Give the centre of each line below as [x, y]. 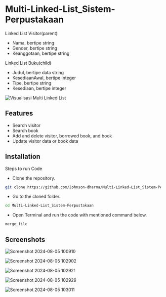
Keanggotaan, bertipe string [41, 53]
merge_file [16, 224]
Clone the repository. [34, 178]
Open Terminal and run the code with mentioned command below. [80, 215]
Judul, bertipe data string [38, 72]
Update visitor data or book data [45, 141]
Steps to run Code [24, 169]
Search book [25, 130]
